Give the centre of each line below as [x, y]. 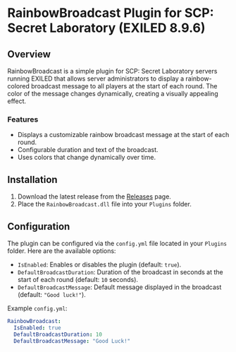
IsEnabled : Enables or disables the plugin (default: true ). [99, 264]
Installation [32, 179]
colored [18, 86]
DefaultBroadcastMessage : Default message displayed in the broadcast [119, 287]
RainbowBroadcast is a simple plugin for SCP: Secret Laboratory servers [112, 71]
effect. [17, 101]
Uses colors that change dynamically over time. [87, 158]
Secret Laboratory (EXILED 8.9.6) [106, 28]
